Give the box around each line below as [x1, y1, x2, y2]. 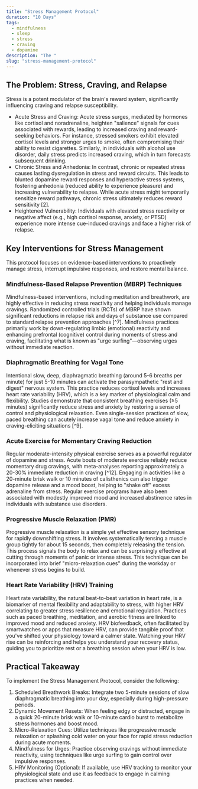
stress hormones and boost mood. [14, 720, 99, 727]
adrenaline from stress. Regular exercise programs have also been [6, 488, 168, 495]
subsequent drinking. [14, 157, 67, 164]
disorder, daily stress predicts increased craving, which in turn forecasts [14, 151, 191, 158]
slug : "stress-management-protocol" [6, 58, 96, 64]
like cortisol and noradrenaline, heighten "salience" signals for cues [14, 119, 179, 127]
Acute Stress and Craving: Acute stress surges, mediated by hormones [14, 113, 188, 120]
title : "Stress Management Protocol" [6, 8, 99, 15]
